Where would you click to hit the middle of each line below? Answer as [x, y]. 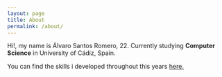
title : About [26, 20]
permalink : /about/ [35, 26]
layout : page [26, 13]
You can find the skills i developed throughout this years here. [95, 67]
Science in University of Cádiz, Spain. [61, 53]
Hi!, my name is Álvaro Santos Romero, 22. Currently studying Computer [111, 46]
